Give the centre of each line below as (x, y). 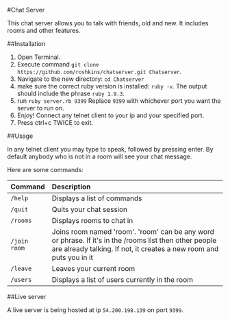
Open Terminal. (39, 57)
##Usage (20, 136)
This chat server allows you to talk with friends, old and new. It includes (108, 23)
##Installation (26, 44)
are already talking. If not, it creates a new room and (135, 249)
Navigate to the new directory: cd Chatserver (80, 79)
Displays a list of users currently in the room (123, 280)
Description (71, 187)
